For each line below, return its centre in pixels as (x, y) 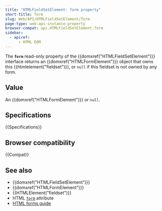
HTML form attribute (33, 198)
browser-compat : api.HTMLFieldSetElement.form (54, 28)
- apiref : (20, 38)
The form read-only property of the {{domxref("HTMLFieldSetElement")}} (80, 56)
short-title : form (24, 14)
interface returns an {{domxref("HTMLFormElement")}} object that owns (79, 61)
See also (19, 170)
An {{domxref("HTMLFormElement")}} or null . (53, 99)
